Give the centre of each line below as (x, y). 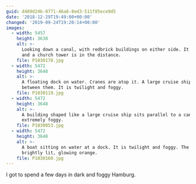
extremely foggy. (43, 120)
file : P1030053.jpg (40, 126)
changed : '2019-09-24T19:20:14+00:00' (53, 22)
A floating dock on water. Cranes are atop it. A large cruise (100, 82)
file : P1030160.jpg (40, 158)
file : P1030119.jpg (40, 93)
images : (15, 28)
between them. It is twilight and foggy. (73, 88)
